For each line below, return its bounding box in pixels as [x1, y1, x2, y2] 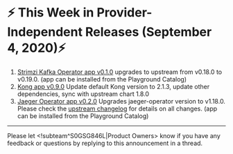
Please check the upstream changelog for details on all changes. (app [17, 104, 218, 113]
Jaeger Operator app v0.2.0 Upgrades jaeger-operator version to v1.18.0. [17, 97, 225, 105]
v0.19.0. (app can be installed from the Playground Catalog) [17, 75, 187, 83]
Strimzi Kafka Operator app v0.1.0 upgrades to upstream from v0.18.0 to [17, 68, 223, 76]
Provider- [96, 5, 153, 21]
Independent [7, 24, 83, 40]
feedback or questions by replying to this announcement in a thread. [7, 139, 203, 147]
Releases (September [85, 24, 212, 40]
